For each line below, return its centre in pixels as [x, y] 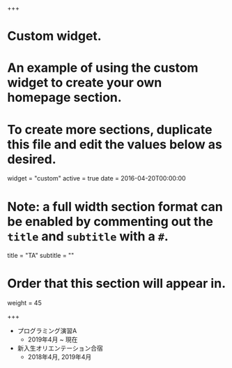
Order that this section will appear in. [117, 284]
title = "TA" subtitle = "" [41, 256]
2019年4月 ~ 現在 [53, 339]
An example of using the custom [103, 68]
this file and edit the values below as [115, 144]
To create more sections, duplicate [110, 129]
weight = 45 [24, 303]
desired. [32, 159]
